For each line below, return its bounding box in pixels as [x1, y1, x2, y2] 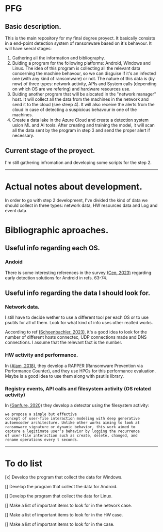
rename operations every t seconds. [5, 437, 79, 442]
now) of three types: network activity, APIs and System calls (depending [12, 81, 157, 87]
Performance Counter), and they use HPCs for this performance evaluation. [5, 368, 156, 374]
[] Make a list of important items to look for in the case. [5, 521, 115, 527]
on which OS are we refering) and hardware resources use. [12, 86, 131, 92]
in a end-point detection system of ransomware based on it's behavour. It [5, 40, 152, 46]
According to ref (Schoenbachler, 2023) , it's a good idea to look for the [5, 329, 147, 335]
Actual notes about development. [5, 181, 143, 192]
